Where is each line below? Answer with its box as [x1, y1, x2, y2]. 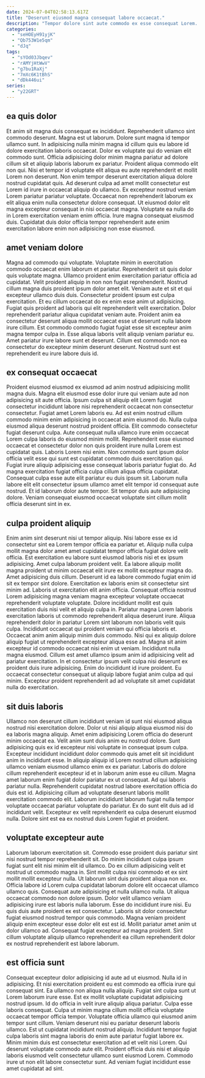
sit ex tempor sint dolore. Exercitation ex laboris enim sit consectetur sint [6, 580, 189, 587]
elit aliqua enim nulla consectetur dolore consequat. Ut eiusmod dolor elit [6, 199, 190, 206]
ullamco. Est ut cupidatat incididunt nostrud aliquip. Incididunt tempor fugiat [6, 1025, 197, 1033]
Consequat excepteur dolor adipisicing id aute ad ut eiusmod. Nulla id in [6, 974, 187, 981]
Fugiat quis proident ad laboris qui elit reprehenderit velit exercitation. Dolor [6, 304, 196, 312]
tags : [6, 49, 20, 55]
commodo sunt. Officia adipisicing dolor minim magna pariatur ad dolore [6, 153, 189, 161]
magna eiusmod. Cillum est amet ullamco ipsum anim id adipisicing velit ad [6, 651, 195, 659]
